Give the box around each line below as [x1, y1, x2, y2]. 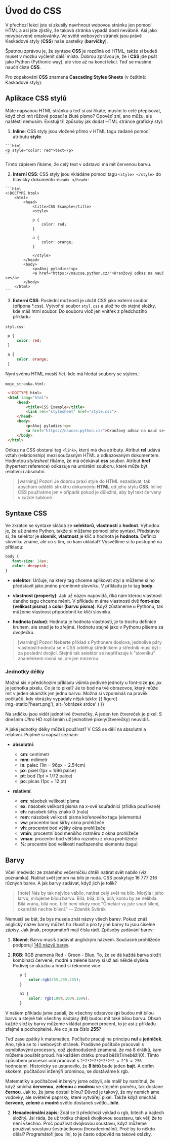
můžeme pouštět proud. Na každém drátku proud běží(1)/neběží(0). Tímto [5, 1052, 159, 1058]
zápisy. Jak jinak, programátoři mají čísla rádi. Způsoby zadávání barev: [5, 927, 154, 933]
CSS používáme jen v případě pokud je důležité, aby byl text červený [17, 489, 161, 495]
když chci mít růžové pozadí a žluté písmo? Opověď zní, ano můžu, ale [5, 113, 153, 119]
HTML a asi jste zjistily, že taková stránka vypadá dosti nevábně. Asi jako [5, 27, 157, 33]
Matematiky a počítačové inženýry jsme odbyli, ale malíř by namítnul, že [5, 1078, 155, 1084]
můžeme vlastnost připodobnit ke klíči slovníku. [12, 608, 112, 614]
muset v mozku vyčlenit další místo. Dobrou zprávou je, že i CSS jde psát [5, 53, 157, 59]
